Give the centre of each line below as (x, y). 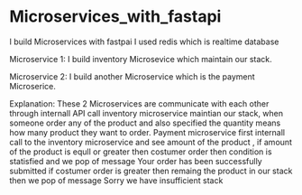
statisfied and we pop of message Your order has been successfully (136, 161)
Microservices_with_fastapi (115, 17)
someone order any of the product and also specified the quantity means (145, 123)
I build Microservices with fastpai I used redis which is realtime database (144, 42)
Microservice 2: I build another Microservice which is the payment (132, 76)
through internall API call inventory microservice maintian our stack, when (146, 113)
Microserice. (33, 86)
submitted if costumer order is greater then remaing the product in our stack (151, 171)
